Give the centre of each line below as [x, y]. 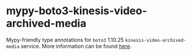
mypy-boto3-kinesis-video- [77, 11]
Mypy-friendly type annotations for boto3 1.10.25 [65, 40]
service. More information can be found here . [76, 46]
